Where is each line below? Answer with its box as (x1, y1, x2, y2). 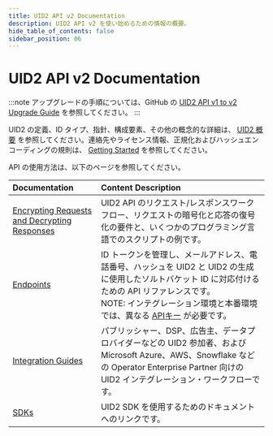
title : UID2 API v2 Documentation (8, 11, 126, 20)
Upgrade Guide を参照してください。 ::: (8, 107, 141, 118)
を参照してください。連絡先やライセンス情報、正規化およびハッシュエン (17, 135, 259, 145)
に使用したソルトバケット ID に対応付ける (100, 274, 260, 285)
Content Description (100, 182, 181, 193)
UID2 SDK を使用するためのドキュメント (100, 401, 256, 412)
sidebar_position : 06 (8, 34, 82, 43)
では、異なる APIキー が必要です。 (100, 310, 232, 322)
